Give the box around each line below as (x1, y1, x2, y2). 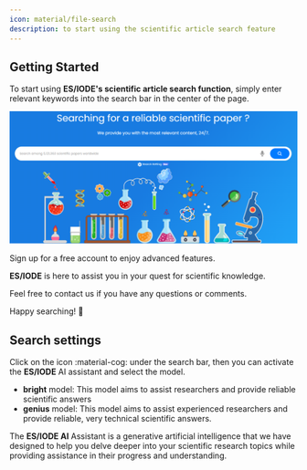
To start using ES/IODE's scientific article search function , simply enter (9, 83, 282, 95)
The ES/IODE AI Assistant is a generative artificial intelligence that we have (9, 430, 291, 442)
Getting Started (9, 59, 100, 75)
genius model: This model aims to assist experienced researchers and (22, 402, 288, 414)
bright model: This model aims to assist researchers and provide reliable (22, 383, 296, 394)
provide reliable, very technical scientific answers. (22, 413, 212, 423)
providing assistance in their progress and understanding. (9, 450, 227, 461)
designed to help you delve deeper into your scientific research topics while (9, 440, 295, 451)
